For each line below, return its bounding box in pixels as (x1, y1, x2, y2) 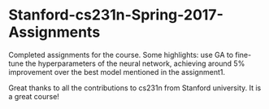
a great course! (8, 91, 59, 101)
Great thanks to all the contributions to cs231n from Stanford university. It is (8, 83, 262, 93)
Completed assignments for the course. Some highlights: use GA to (8, 50, 234, 59)
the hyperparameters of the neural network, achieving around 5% (25, 59, 245, 68)
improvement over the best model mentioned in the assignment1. (8, 67, 226, 76)
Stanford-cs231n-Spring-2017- (8, 6, 223, 24)
